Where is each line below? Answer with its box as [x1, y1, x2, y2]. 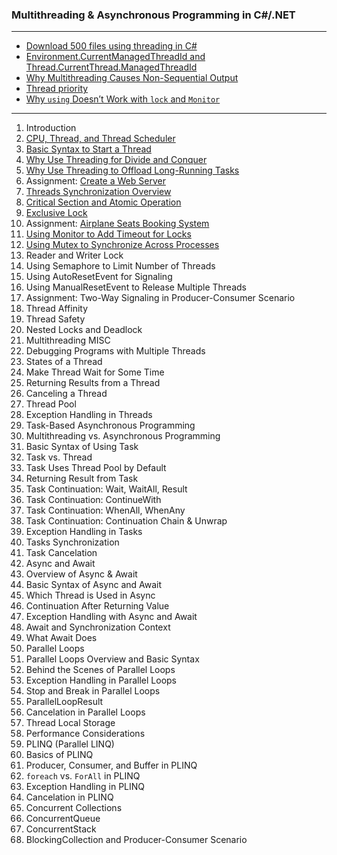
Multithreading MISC [25, 334, 111, 347]
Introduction [25, 122, 77, 134]
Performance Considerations [25, 728, 146, 740]
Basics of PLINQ [25, 749, 94, 761]
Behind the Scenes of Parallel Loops [25, 664, 176, 676]
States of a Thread [25, 356, 103, 368]
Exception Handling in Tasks [25, 526, 143, 538]
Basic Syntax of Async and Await [25, 579, 163, 591]
